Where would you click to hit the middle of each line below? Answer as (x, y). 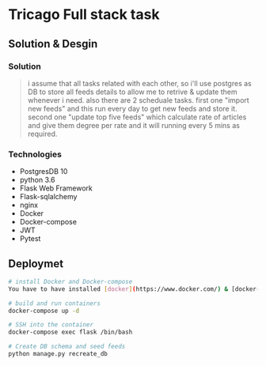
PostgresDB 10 (44, 172)
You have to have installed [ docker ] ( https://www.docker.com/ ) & (118, 289)
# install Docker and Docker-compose (70, 281)
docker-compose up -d (44, 311)
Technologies (35, 154)
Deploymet (36, 264)
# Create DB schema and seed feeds (67, 347)
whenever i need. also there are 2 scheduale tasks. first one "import (138, 100)
